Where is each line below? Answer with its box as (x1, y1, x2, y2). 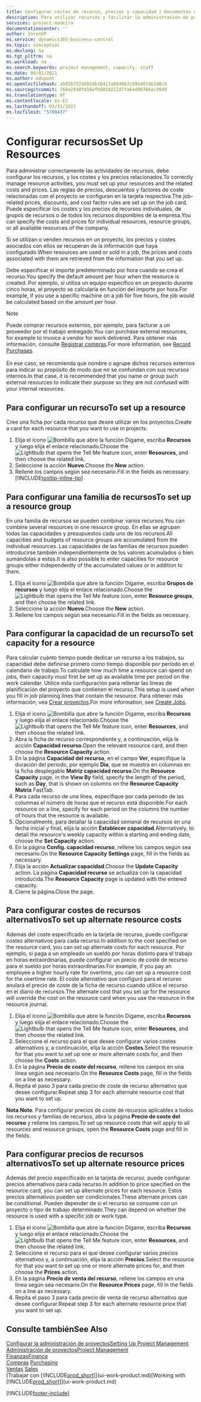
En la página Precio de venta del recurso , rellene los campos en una (14, 1275, 184, 1282)
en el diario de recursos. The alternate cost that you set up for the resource (6, 988, 190, 995)
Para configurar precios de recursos (6, 1149, 144, 1159)
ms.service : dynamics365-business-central (6, 37, 114, 42)
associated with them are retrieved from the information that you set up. (6, 255, 184, 262)
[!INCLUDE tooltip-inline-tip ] (14, 475, 83, 482)
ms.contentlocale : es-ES (6, 98, 68, 104)
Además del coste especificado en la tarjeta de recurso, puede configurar (6, 930, 188, 938)
